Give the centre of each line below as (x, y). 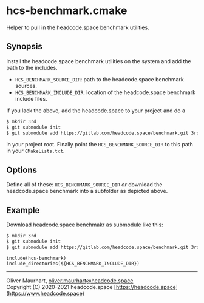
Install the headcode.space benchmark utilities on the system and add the (99, 61)
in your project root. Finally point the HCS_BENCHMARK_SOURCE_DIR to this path (100, 145)
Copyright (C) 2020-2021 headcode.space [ (61, 287)
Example (23, 210)
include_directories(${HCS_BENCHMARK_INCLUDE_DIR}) (73, 264)
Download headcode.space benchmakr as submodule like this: (85, 225)
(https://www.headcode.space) (46, 293)
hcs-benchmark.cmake (67, 11)
